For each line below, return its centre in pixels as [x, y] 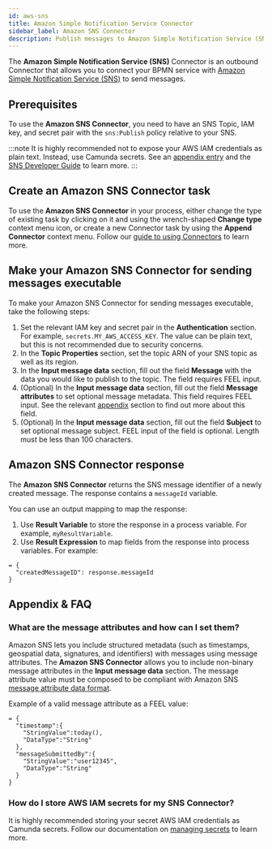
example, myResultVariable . [66, 533]
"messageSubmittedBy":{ [55, 754]
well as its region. [49, 361]
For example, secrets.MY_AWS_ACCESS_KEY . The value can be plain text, [136, 336]
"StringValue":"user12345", [70, 761]
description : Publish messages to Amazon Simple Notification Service [130, 39]
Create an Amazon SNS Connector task [109, 191]
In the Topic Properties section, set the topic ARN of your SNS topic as [138, 353]
